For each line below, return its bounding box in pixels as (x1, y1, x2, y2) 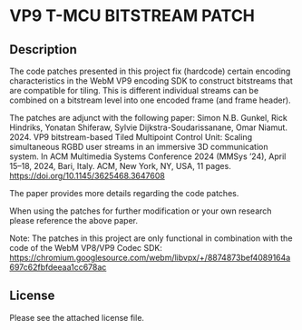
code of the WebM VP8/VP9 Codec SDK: (9, 243, 163, 253)
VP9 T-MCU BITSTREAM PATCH (9, 5, 256, 26)
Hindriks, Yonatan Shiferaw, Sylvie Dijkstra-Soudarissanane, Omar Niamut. (9, 122, 288, 133)
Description (9, 42, 77, 57)
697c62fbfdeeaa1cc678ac (9, 262, 107, 273)
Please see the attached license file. (9, 312, 145, 323)
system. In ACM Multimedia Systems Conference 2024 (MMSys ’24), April (9, 151, 287, 162)
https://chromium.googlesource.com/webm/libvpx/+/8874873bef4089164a (9, 252, 291, 263)
